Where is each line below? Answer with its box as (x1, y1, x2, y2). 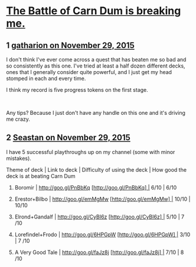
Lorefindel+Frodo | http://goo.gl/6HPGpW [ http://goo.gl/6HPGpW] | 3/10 (14, 231, 191, 238)
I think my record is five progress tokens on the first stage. (6, 86, 149, 93)
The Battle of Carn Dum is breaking (6, 4, 181, 18)
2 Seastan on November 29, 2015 (6, 133, 131, 143)
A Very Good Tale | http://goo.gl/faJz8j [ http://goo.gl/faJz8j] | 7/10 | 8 (14, 249, 184, 256)
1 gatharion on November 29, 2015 (6, 40, 135, 50)
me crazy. (6, 115, 31, 123)
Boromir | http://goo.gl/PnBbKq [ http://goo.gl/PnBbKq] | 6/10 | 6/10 (14, 184, 177, 191)
